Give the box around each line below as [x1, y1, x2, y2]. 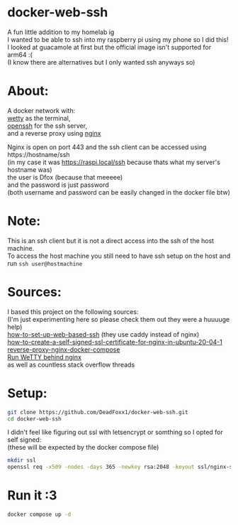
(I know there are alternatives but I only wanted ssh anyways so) [7, 58, 195, 66]
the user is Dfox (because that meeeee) [7, 173, 123, 181]
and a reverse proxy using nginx [7, 129, 101, 137]
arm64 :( [7, 50, 33, 59]
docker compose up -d [7, 511, 72, 519]
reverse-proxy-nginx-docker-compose [7, 345, 120, 354]
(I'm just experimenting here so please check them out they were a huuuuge [7, 315, 230, 323]
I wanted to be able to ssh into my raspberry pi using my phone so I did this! [7, 35, 229, 43]
